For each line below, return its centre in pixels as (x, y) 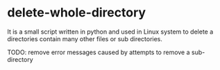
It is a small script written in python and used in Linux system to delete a (110, 32)
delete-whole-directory (77, 13)
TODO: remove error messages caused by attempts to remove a (99, 52)
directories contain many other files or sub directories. (85, 38)
